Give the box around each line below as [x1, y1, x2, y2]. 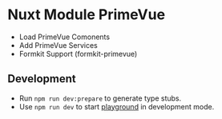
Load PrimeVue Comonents [18, 32, 110, 42]
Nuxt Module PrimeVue [7, 6, 166, 24]
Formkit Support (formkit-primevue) [18, 49, 138, 58]
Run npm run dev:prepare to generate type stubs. [18, 93, 182, 103]
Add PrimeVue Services [18, 40, 98, 50]
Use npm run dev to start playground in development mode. [18, 101, 215, 111]
